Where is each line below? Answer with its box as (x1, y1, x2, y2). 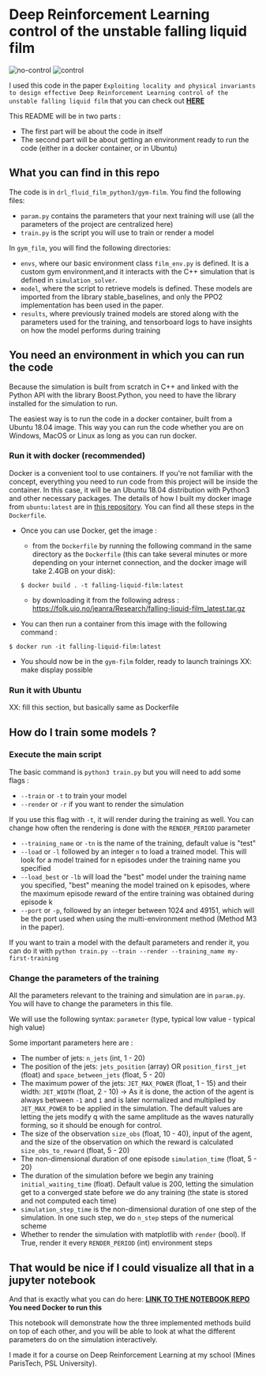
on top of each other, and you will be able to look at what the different (9, 1326, 236, 1336)
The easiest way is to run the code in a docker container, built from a (9, 413, 233, 424)
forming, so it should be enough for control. (20, 1121, 163, 1130)
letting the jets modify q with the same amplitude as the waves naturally (20, 1112, 254, 1122)
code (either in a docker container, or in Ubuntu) (20, 143, 178, 153)
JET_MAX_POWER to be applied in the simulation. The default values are (20, 1104, 243, 1114)
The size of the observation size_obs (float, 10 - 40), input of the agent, (20, 1129, 253, 1139)
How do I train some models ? (9, 726, 157, 739)
